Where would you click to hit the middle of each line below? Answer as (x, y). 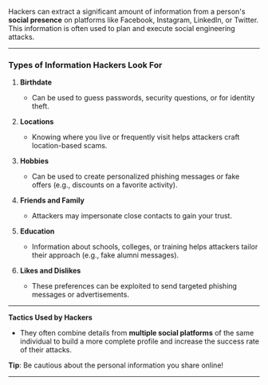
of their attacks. (45, 350)
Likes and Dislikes (50, 271)
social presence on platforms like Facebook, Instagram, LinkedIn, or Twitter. (134, 20)
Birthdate (35, 82)
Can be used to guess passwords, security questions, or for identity (143, 98)
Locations (37, 122)
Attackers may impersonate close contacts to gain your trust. (132, 216)
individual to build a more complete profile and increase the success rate (139, 341)
